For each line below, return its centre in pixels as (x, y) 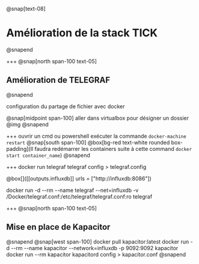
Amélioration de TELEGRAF (58, 80)
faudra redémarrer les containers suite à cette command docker (113, 149)
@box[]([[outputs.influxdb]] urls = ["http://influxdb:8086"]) (79, 178)
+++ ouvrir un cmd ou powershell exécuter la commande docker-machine (96, 136)
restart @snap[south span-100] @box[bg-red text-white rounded (88, 142)
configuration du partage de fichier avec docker (66, 106)
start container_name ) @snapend (48, 155)
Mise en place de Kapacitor (58, 227)
